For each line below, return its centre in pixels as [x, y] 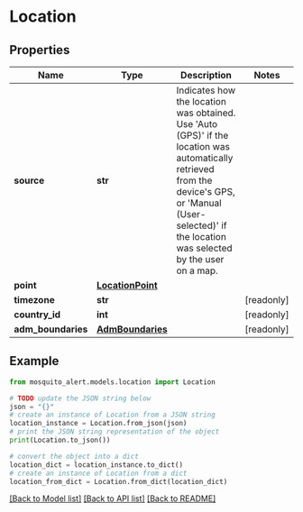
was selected [204, 248]
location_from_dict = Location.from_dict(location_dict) [119, 481]
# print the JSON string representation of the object [115, 432]
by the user [200, 259]
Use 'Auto [197, 124]
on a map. [197, 270]
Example [34, 361]
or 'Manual [199, 203]
